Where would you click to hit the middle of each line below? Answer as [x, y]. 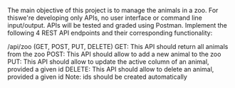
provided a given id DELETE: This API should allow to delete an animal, [111, 69]
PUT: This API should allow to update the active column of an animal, [108, 62]
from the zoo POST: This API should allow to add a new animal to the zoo [114, 54]
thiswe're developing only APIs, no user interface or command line [105, 18]
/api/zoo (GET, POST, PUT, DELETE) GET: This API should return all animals [118, 46]
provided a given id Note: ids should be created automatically [97, 77]
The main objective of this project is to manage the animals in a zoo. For [113, 10]
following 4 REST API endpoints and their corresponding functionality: [110, 33]
